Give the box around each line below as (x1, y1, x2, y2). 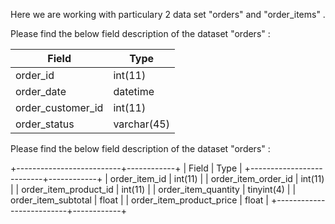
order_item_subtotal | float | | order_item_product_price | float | (10, 194, 270, 206)
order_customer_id (15, 101, 104, 114)
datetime (113, 85, 155, 98)
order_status (15, 117, 75, 131)
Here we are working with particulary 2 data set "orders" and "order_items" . (10, 9, 326, 20)
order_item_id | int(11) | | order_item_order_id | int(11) (109, 173, 325, 184)
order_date (15, 85, 67, 98)
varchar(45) (113, 117, 170, 131)
